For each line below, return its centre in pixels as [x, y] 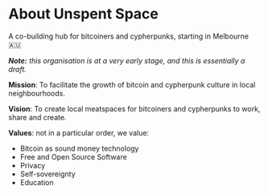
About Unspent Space [83, 14]
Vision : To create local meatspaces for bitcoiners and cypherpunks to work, [134, 108]
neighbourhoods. [37, 93]
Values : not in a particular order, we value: [79, 132]
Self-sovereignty [47, 174]
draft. [17, 69]
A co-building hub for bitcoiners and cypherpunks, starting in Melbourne [129, 36]
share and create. [37, 117]
